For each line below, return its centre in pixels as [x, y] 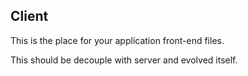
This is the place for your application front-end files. [117, 40]
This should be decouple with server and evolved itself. [124, 60]
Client [29, 16]
